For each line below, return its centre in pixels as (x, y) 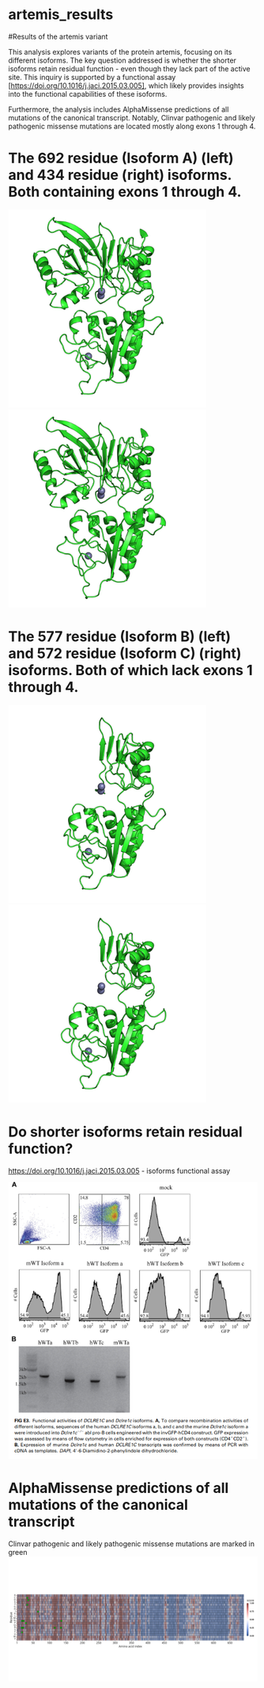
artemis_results (61, 15)
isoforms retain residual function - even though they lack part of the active (129, 68)
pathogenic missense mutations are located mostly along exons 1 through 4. (132, 126)
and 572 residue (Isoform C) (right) (125, 653)
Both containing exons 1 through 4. (125, 192)
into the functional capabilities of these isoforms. (88, 94)
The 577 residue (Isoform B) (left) (120, 637)
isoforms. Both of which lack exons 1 (130, 670)
